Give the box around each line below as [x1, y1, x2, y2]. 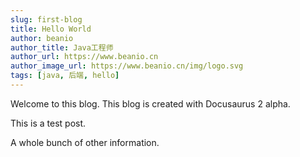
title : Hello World [10, 24, 92, 34]
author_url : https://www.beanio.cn [10, 52, 159, 62]
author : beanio [10, 33, 74, 43]
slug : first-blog [10, 14, 83, 25]
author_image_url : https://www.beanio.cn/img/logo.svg [10, 61, 244, 71]
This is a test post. [10, 117, 87, 129]
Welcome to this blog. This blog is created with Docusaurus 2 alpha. [10, 97, 291, 110]
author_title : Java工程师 [10, 42, 114, 53]
